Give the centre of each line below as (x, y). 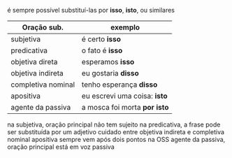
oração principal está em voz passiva (61, 147)
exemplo (125, 27)
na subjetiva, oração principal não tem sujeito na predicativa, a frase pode (114, 124)
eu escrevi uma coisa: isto (124, 96)
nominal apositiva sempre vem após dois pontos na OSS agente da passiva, (116, 139)
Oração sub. (43, 27)
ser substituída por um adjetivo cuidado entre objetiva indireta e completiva (116, 132)
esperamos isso (108, 62)
